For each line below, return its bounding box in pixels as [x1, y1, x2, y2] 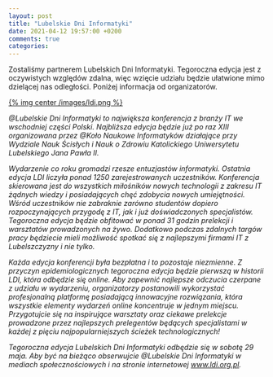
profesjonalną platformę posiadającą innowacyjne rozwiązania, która [8, 292, 243, 302]
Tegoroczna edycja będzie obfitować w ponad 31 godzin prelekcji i [8, 216, 234, 226]
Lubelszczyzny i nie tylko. [8, 242, 95, 252]
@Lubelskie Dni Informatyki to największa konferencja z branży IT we [8, 113, 244, 123]
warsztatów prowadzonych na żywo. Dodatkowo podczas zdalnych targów [8, 225, 262, 235]
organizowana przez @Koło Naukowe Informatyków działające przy [8, 131, 238, 141]
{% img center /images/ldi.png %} [8, 98, 124, 107]
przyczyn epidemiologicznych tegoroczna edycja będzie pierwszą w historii [8, 266, 264, 276]
